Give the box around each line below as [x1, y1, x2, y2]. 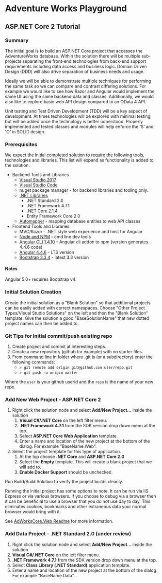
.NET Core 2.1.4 [26, 208, 58, 214]
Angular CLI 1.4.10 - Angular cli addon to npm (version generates [19, 239, 148, 245]
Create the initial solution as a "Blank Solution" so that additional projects [5, 300, 151, 306]
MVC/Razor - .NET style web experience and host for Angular [19, 229, 143, 235]
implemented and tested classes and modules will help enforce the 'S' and [5, 124, 154, 129]
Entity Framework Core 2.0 [26, 213, 81, 219]
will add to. [19, 464, 41, 470]
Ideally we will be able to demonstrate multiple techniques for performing [5, 78, 151, 84]
